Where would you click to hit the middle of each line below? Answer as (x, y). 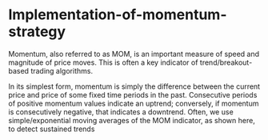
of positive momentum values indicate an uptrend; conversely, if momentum (134, 103)
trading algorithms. (62, 70)
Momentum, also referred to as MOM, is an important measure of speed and (134, 54)
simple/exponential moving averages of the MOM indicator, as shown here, (132, 120)
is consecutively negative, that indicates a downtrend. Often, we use (121, 112)
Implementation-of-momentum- (118, 15)
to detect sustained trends (52, 129)
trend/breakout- (226, 62)
